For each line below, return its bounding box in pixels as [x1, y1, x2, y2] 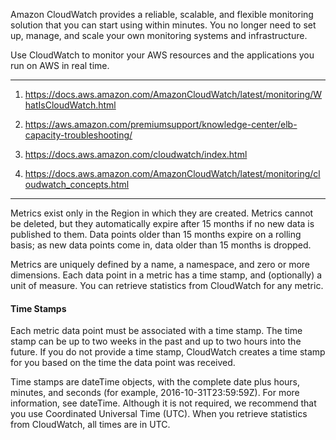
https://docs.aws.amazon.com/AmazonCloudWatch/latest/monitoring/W [24, 89, 323, 100]
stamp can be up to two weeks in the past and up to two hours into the [10, 335, 302, 348]
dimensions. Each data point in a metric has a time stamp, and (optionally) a [10, 269, 323, 281]
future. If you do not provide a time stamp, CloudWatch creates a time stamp [10, 346, 326, 358]
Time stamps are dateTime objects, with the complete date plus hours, [10, 376, 301, 388]
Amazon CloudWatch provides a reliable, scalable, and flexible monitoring [10, 9, 314, 20]
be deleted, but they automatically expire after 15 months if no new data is [10, 218, 315, 229]
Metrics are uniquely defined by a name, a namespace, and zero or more [10, 259, 311, 270]
